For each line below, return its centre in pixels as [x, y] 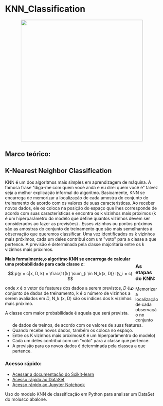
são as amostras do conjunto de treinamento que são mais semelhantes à [79, 229]
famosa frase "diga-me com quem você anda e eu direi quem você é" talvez [81, 188]
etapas [144, 272]
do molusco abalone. [26, 399]
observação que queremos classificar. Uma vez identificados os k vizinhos [80, 234]
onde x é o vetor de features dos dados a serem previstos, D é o [69, 288]
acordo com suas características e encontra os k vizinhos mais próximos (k [81, 213]
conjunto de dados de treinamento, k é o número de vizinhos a [68, 293]
